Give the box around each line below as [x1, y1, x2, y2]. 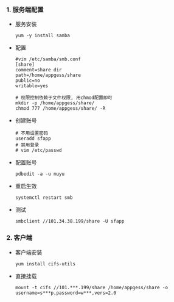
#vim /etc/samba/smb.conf [15, 56, 81, 62]
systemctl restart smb [15, 195, 73, 201]
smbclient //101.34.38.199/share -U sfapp [15, 218, 125, 225]
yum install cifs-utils [15, 261, 76, 267]
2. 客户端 [6, 234, 33, 242]
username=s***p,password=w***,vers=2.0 [15, 290, 117, 296]
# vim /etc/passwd [15, 148, 62, 154]
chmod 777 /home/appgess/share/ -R [15, 106, 106, 112]
